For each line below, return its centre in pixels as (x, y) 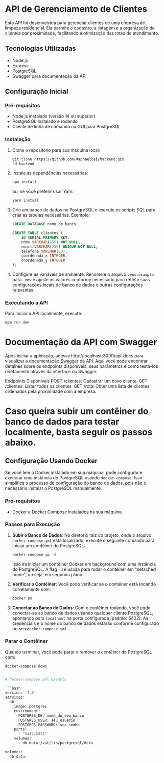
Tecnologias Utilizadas (41, 48)
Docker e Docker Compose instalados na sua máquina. (68, 512)
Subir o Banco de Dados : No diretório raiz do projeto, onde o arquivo (82, 535)
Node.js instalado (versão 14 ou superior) (54, 116)
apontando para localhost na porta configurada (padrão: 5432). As (80, 618)
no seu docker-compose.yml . (40, 628)
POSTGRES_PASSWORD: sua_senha (49, 725)
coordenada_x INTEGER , (44, 256)
